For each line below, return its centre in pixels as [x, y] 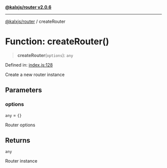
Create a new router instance [35, 75]
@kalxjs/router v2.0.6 [28, 7]
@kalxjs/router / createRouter [35, 21]
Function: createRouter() [57, 42]
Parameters [24, 90]
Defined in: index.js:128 [29, 65]
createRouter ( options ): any [45, 55]
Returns [18, 140]
